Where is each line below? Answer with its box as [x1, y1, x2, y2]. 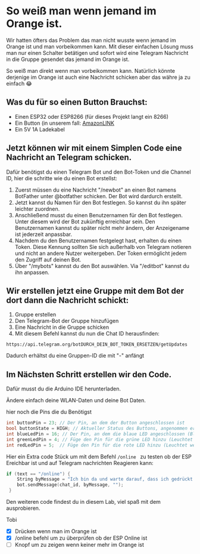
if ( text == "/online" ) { [6, 470, 70, 477]
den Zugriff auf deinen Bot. [14, 256, 82, 263]
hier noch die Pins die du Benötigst [6, 408, 92, 415]
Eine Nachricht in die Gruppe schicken [14, 324, 110, 331]
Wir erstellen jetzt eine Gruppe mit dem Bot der [6, 285, 185, 296]
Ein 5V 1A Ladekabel [14, 125, 65, 133]
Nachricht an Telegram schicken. [6, 152, 132, 162]
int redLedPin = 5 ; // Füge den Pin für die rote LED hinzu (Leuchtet [6, 442, 187, 448]
